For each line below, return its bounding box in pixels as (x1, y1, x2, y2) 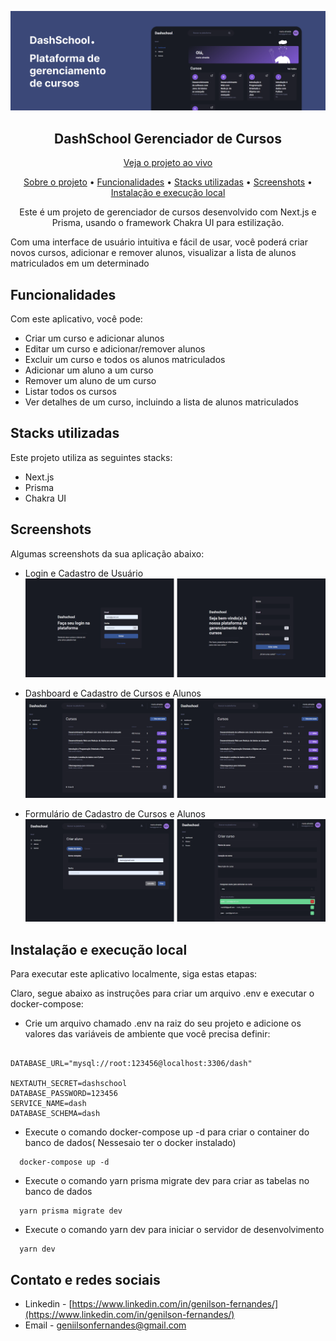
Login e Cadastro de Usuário (24, 567, 144, 579)
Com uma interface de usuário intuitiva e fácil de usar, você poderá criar (10, 236, 308, 248)
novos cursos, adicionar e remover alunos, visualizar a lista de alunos (10, 247, 297, 259)
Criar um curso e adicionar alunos (24, 332, 165, 345)
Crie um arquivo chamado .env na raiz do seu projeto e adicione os (24, 1017, 302, 1030)
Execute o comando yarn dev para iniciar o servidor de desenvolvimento (24, 1224, 325, 1236)
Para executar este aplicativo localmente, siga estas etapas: (10, 968, 258, 980)
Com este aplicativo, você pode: (10, 313, 143, 325)
